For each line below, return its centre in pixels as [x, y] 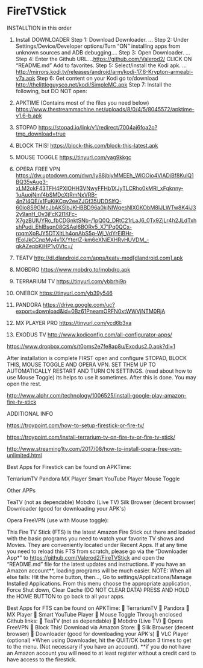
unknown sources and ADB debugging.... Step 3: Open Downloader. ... [103, 52]
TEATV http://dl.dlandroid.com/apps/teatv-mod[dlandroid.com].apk [99, 258]
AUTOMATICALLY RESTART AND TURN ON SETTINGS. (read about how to [99, 371]
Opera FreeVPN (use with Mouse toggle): [58, 520]
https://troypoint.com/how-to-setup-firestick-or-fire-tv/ [76, 425]
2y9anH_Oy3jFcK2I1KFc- [46, 214]
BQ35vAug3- [32, 182]
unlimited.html [24, 455]
